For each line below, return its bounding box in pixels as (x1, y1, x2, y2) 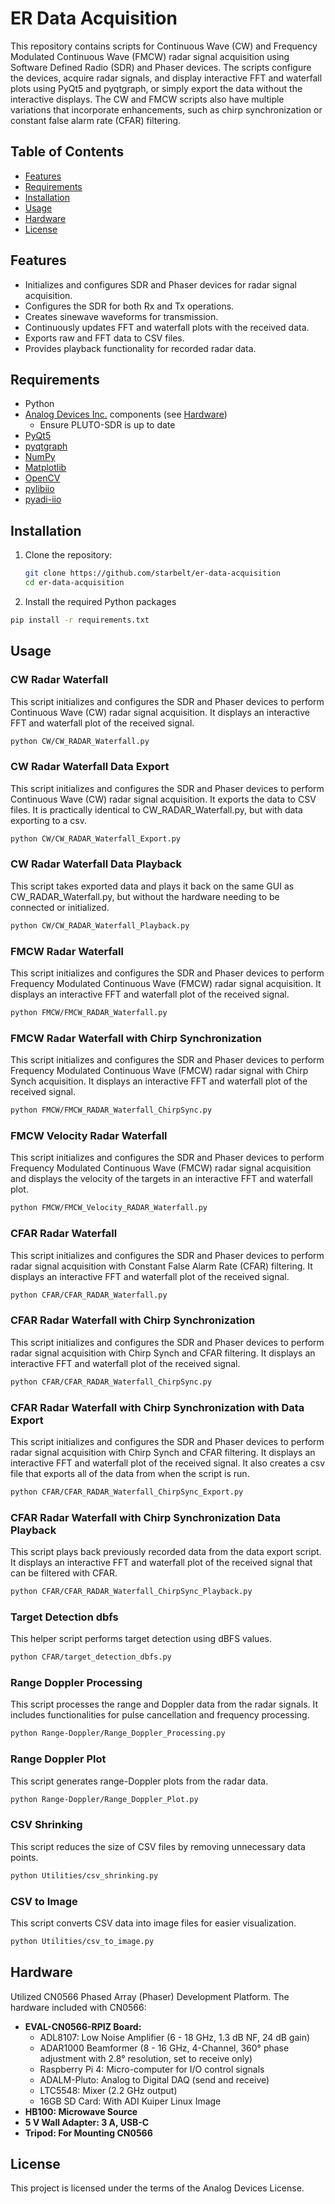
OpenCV (24, 472, 61, 484)
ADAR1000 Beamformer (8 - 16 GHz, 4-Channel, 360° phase (39, 2042, 290, 2054)
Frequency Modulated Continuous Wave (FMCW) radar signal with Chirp (10, 1065, 309, 1077)
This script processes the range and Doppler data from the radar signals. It (10, 1698, 319, 1711)
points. (10, 1851, 39, 1863)
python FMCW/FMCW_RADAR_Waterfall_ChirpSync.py (10, 1105, 213, 1116)
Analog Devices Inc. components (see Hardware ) (24, 408, 228, 421)
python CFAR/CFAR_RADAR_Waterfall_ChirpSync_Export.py (10, 1487, 244, 1497)
